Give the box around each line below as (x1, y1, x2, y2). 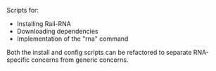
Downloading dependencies (16, 27, 99, 35)
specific (6, 56, 30, 64)
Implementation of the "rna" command (16, 34, 129, 43)
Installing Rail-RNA (16, 20, 71, 27)
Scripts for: (6, 6, 39, 14)
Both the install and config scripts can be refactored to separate (6, 49, 192, 56)
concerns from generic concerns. (31, 56, 129, 64)
